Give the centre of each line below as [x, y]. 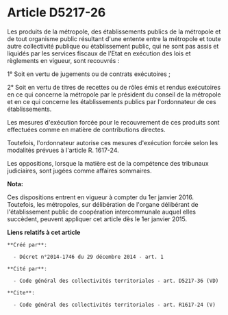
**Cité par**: [27, 268]
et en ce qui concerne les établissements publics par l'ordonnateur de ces [112, 101]
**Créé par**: [27, 244]
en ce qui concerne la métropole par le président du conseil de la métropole [114, 94]
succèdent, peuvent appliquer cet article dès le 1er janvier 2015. [97, 219]
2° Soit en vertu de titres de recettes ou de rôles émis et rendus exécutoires [114, 87]
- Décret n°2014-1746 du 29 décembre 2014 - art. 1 [89, 257]
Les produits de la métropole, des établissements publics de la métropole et [114, 32]
